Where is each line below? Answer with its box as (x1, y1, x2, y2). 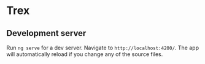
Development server (6, 28, 87, 38)
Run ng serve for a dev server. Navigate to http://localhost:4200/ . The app (6, 44, 199, 51)
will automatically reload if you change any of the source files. (6, 51, 163, 58)
